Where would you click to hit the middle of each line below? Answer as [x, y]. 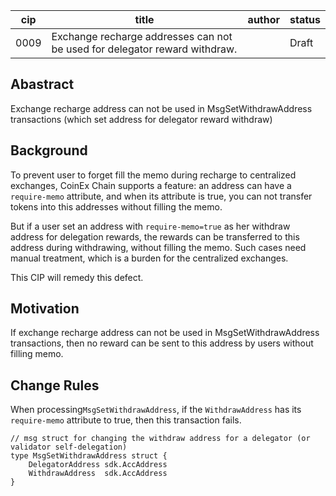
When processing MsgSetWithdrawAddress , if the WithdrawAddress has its [156, 410]
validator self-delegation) [69, 447]
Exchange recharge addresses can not [142, 36]
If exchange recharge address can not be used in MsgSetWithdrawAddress [165, 333]
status [305, 19]
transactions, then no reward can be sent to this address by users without [162, 343]
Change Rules [55, 385]
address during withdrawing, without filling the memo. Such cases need [158, 247]
